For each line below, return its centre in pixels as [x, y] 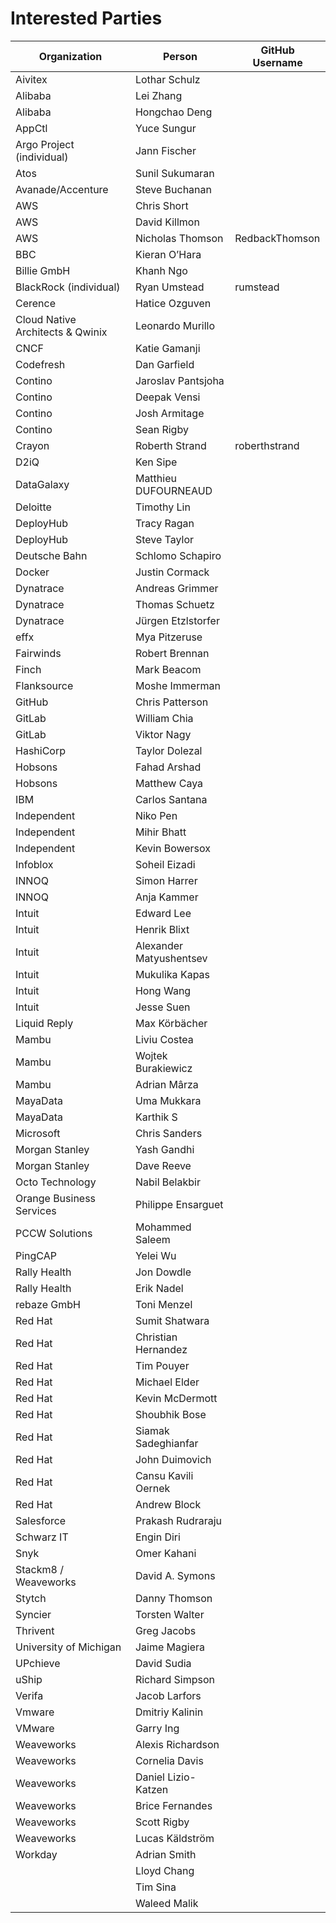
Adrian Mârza [166, 1084]
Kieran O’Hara [168, 254]
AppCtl [31, 128]
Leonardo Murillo [175, 325]
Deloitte [33, 507]
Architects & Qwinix [61, 332]
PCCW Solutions [54, 1233]
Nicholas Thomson [179, 238]
